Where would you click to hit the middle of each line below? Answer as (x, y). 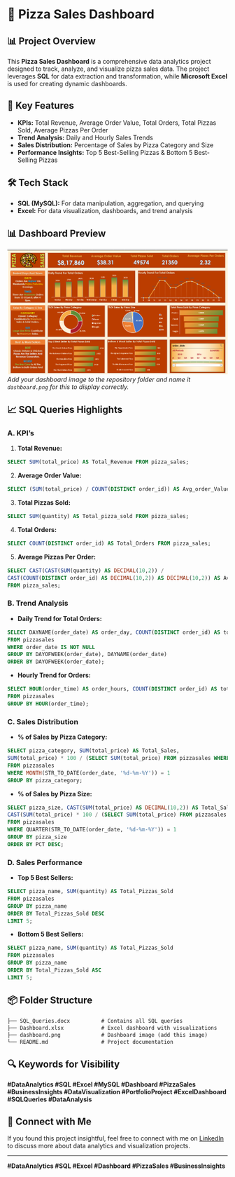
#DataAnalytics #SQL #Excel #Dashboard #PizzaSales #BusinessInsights (116, 1166)
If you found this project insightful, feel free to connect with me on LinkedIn (115, 1138)
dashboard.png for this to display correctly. (68, 387)
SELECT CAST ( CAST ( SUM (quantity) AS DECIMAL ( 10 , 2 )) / (86, 571)
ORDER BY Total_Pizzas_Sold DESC (56, 913)
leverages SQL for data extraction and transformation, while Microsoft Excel (117, 76)
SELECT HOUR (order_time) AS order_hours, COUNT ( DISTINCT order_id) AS (112, 689)
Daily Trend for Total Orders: (60, 618)
